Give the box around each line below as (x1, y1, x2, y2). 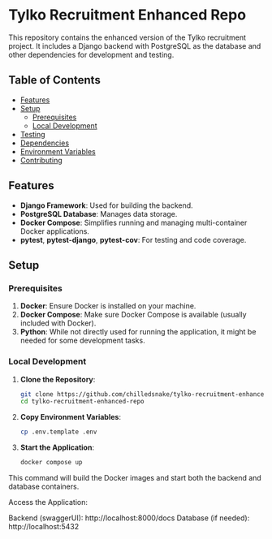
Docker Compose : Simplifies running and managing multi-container (19, 218, 248, 227)
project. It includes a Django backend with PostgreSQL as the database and (8, 41, 261, 50)
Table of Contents (8, 73, 101, 87)
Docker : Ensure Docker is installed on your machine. (19, 301, 196, 311)
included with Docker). (19, 318, 97, 328)
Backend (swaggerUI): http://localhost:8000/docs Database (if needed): (8, 513, 250, 523)
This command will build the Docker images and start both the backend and (8, 473, 261, 483)
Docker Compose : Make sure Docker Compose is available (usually (19, 310, 247, 320)
